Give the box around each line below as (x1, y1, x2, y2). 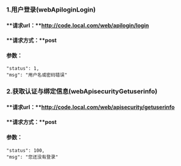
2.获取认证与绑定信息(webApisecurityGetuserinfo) (6, 87, 158, 95)
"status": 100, (6, 147, 45, 153)
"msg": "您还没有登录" (6, 154, 59, 160)
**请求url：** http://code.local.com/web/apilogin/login (6, 21, 149, 29)
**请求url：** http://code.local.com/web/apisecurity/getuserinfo (6, 103, 175, 111)
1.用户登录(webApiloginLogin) (6, 5, 96, 13)
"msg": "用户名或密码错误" (6, 72, 68, 78)
